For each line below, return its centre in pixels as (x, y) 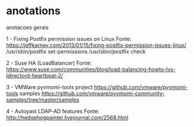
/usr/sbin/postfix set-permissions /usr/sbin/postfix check (76, 51)
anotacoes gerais (27, 27)
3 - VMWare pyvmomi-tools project (50, 87)
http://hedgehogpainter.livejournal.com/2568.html (68, 118)
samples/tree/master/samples (43, 100)
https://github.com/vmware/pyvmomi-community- (103, 93)
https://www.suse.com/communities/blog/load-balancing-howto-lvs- (91, 69)
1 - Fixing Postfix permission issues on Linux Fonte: (69, 39)
